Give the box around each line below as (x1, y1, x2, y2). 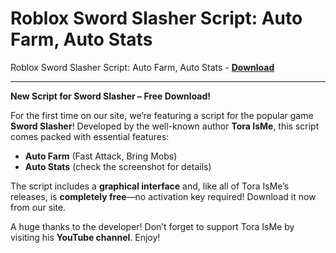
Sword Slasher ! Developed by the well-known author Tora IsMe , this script (10, 120, 320, 132)
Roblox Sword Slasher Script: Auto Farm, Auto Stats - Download (10, 61, 275, 73)
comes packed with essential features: (10, 130, 170, 142)
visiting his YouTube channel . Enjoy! (10, 231, 161, 243)
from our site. (10, 201, 67, 213)
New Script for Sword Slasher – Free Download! (10, 90, 212, 102)
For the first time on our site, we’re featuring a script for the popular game (10, 109, 314, 121)
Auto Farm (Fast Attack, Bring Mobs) (24, 150, 178, 162)
